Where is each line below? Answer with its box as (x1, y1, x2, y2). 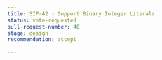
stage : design (7, 29, 49, 37)
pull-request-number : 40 (7, 23, 80, 30)
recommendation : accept (7, 36, 77, 43)
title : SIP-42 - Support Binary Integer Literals (7, 10, 156, 17)
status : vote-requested (7, 17, 77, 24)
